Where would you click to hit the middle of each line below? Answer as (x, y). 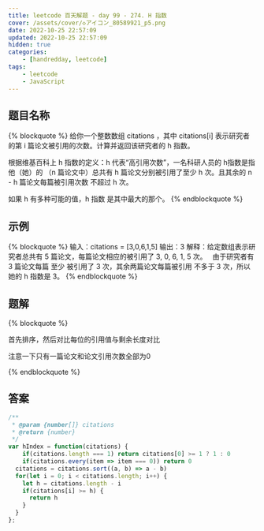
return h (43, 498)
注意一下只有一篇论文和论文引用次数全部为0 (80, 356)
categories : (28, 52)
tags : (17, 67)
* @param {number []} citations (63, 424)
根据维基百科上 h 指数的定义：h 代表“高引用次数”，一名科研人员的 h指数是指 (132, 163)
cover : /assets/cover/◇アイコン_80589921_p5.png (87, 23)
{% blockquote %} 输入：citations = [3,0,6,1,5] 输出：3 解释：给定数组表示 (128, 247)
